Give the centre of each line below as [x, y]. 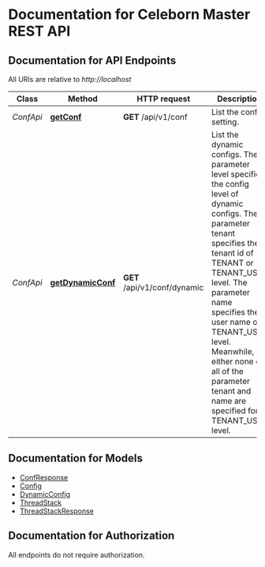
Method [83, 99]
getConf [66, 117]
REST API [39, 31]
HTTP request [164, 99]
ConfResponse [44, 477]
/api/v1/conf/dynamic [164, 287]
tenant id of [233, 253]
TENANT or [233, 263]
